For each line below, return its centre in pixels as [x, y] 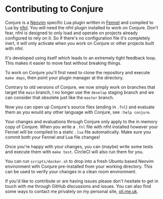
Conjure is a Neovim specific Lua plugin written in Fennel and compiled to [79, 22]
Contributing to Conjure [54, 9]
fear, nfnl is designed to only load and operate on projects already [71, 33]
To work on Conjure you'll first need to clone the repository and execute [78, 72]
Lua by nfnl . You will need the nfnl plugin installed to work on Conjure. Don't [81, 27]
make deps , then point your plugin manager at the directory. [64, 78]
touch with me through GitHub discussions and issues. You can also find [78, 186]
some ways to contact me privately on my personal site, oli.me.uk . [72, 191]
